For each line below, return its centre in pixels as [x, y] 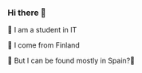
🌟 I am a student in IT [42, 30]
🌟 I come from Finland [44, 45]
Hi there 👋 [27, 13]
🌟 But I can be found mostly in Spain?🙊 [71, 61]
